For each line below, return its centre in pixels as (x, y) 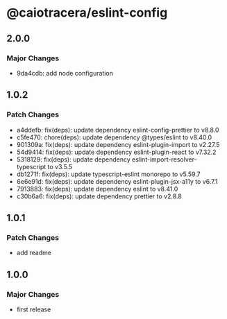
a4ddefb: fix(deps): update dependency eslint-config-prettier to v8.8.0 (118, 130)
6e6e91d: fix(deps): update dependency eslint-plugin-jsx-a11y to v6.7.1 (117, 181)
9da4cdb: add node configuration (65, 73)
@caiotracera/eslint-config (87, 13)
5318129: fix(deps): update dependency (74, 159)
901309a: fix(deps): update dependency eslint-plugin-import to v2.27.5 (118, 144)
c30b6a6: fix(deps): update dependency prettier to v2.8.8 (99, 196)
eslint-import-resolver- (165, 159)
